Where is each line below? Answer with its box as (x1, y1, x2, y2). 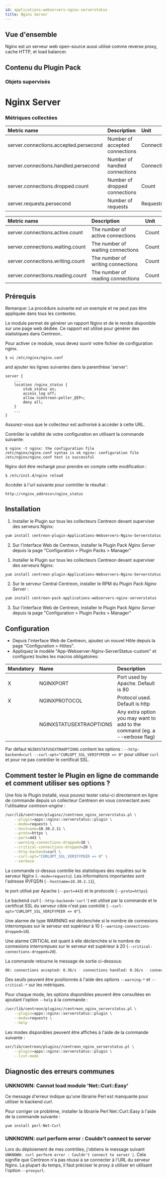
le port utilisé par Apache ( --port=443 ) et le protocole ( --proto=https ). (5, 887, 149, 893)
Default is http (117, 700, 150, 707)
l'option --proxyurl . (5, 1168, 46, 1174)
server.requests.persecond (7, 200, 71, 207)
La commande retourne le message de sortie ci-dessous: (5, 958, 123, 964)
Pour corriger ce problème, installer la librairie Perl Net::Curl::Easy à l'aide (5, 1108, 157, 1114)
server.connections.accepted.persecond (7, 142, 103, 149)
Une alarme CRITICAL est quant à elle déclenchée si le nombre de (5, 938, 141, 944)
